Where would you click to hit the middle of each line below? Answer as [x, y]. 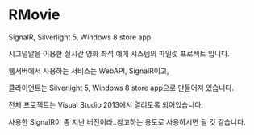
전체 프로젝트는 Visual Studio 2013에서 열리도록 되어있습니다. [106, 104]
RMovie [34, 15]
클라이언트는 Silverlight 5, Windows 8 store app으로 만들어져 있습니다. [121, 88]
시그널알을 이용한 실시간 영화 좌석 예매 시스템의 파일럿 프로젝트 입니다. [119, 53]
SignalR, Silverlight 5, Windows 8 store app [80, 37]
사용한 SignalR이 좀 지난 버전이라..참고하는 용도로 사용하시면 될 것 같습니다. [127, 121]
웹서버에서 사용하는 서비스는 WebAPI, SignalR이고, [89, 71]
